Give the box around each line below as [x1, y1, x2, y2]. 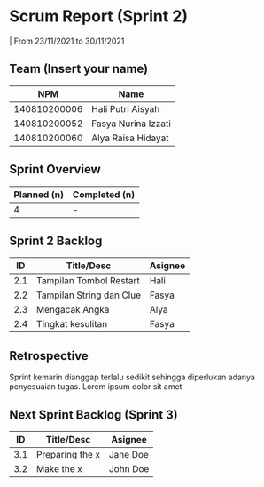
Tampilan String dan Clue [36, 289, 142, 301]
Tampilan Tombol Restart [36, 275, 140, 287]
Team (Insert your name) [9, 61, 149, 76]
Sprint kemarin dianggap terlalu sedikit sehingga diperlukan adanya [9, 371, 255, 383]
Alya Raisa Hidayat [91, 132, 169, 144]
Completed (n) [72, 188, 136, 201]
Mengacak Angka [36, 304, 110, 316]
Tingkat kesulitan [36, 318, 108, 331]
